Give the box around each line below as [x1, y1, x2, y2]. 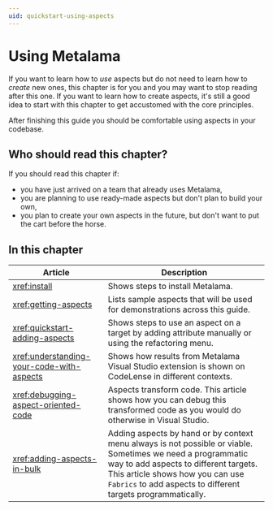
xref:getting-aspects [12, 299, 93, 310]
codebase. [8, 123, 45, 134]
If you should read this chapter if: [8, 169, 119, 179]
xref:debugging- [12, 389, 77, 400]
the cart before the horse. [19, 219, 107, 229]
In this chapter [8, 243, 84, 257]
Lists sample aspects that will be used [107, 294, 253, 305]
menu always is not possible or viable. [107, 438, 253, 449]
